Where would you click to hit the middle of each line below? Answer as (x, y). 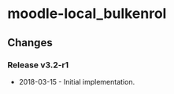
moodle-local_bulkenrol (87, 14)
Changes (30, 43)
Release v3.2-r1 (38, 65)
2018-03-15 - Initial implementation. (77, 81)
